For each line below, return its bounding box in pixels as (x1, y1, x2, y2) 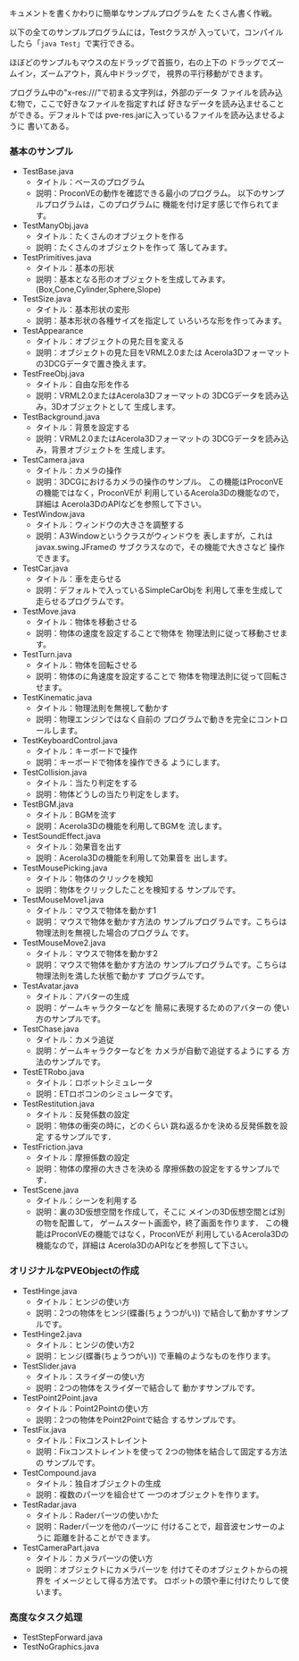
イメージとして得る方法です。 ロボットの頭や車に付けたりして (53, 1575, 281, 1586)
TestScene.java (21, 1184, 79, 1196)
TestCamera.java (21, 454, 85, 465)
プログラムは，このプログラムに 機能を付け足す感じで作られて (43, 199, 272, 210)
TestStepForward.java (21, 1631, 104, 1642)
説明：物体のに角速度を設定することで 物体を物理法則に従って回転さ (35, 671, 288, 682)
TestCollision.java (21, 767, 87, 778)
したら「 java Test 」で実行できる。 (9, 38, 140, 48)
